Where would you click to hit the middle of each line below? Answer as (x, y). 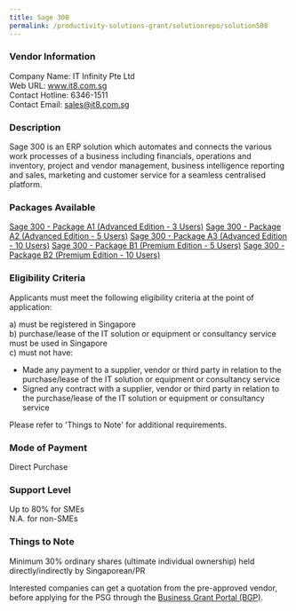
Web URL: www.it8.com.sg (58, 85)
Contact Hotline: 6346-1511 (59, 95)
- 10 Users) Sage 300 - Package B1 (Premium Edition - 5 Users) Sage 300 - (147, 246)
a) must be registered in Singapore (72, 324)
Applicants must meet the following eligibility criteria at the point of (132, 298)
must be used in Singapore (59, 343)
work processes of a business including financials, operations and (130, 156)
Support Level (40, 489)
